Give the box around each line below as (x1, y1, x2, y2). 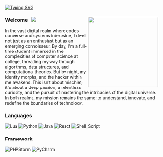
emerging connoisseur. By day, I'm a (5, 43, 78, 49)
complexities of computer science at (5, 53, 78, 59)
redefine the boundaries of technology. (5, 100, 83, 106)
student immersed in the (15, 49, 64, 54)
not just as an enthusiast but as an (5, 38, 74, 44)
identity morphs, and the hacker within (5, 74, 82, 80)
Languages (5, 112, 33, 119)
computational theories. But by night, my (5, 69, 86, 75)
